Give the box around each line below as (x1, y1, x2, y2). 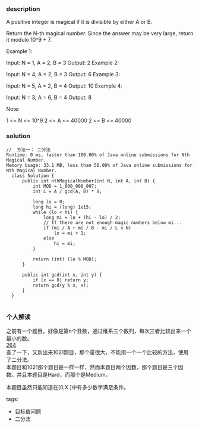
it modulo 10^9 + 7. (6, 36, 52, 44)
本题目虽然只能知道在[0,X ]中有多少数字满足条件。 (6, 383, 129, 390)
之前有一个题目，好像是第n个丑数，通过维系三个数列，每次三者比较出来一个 (6, 327, 192, 334)
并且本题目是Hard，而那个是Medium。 (16, 371, 111, 378)
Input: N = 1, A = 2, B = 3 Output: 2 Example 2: (6, 59, 119, 67)
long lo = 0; (32, 199, 65, 204)
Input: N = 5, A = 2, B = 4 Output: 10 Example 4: (6, 82, 123, 89)
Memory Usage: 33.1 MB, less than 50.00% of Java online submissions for (6, 162, 193, 168)
